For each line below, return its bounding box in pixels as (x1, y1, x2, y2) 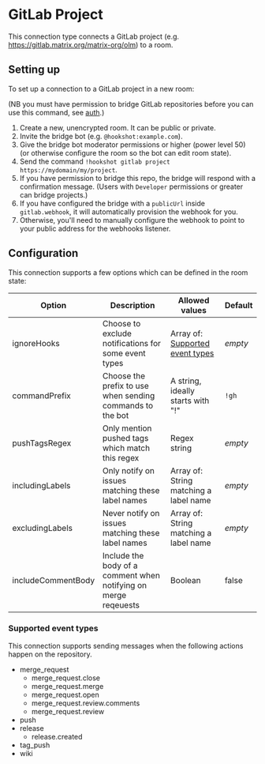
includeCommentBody (12, 574, 95, 585)
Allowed (177, 295, 210, 306)
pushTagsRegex (12, 437, 72, 448)
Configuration (8, 247, 79, 260)
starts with (170, 395, 210, 406)
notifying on (102, 579, 147, 590)
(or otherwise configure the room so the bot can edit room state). (19, 148, 232, 157)
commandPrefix (12, 390, 71, 401)
